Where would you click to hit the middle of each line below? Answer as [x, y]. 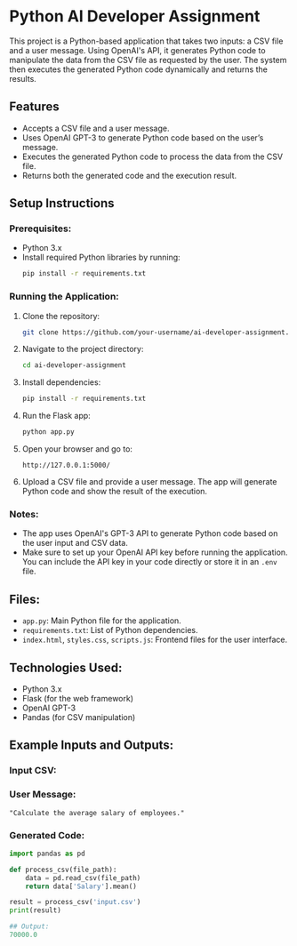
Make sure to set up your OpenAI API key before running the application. [155, 552]
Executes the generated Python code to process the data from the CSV [152, 156]
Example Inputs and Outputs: [92, 746]
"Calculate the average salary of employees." [97, 813]
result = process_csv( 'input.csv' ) [75, 902]
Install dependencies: [61, 382]
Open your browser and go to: [77, 449]
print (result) [36, 910]
